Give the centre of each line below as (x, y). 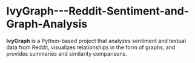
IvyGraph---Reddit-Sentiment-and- (98, 11)
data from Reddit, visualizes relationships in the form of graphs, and (91, 47)
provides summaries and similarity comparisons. (67, 53)
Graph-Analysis (47, 24)
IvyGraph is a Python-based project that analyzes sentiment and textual (96, 41)
